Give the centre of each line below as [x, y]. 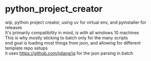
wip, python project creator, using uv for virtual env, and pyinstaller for [76, 22]
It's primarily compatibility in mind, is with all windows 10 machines [72, 32]
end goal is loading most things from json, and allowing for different [73, 43]
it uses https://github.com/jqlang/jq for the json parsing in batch [69, 53]
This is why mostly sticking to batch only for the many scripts [66, 38]
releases [14, 27]
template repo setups [26, 48]
